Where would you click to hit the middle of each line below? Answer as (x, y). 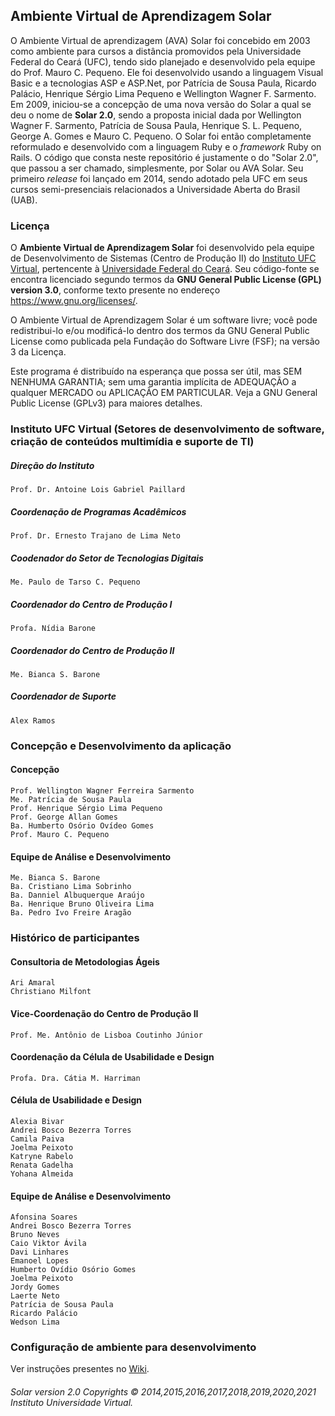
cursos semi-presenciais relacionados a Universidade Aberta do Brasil (155, 189)
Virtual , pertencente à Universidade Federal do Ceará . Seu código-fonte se (165, 269)
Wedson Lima (35, 1322)
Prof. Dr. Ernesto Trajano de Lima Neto (96, 535)
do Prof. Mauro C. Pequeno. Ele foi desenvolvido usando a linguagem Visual (167, 72)
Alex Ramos (33, 720)
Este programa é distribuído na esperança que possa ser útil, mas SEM (156, 371)
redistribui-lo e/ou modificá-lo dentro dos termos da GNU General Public (160, 331)
